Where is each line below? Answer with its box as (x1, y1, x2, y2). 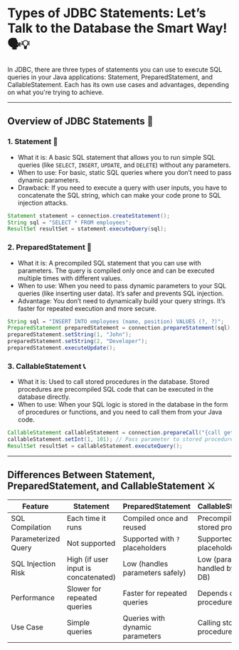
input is (66, 563, 92, 573)
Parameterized (11, 534, 60, 544)
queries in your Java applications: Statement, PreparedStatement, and (7, 73, 213, 81)
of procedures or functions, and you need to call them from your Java (17, 408, 223, 417)
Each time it (66, 513, 107, 523)
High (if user (66, 554, 109, 564)
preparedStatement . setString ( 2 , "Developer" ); (7, 337, 148, 345)
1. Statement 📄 (7, 137, 58, 147)
